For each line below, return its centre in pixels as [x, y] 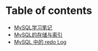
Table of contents [49, 11]
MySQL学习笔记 [33, 27]
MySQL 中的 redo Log [40, 42]
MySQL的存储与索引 [38, 34]
